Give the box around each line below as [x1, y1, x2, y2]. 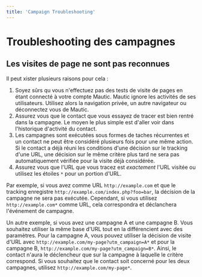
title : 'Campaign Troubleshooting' [6, 8, 96, 15]
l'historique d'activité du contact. [14, 125, 98, 132]
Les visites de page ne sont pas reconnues [6, 59, 170, 69]
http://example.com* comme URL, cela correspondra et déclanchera [6, 200, 177, 208]
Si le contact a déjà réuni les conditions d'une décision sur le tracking [14, 144, 188, 151]
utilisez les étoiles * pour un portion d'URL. [14, 170, 122, 177]
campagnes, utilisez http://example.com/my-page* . [6, 264, 132, 271]
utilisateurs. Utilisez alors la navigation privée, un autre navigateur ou [14, 99, 187, 106]
